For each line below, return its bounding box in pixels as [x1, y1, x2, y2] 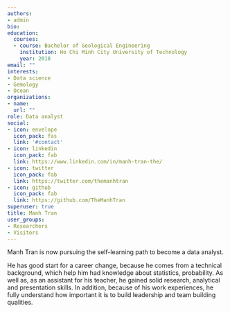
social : [7, 119, 30, 127]
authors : [7, 10, 33, 17]
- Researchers [7, 222, 48, 229]
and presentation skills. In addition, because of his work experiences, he [7, 283, 214, 292]
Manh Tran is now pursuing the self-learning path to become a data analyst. [7, 248, 224, 256]
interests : [7, 68, 39, 75]
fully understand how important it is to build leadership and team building [7, 291, 216, 299]
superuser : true [7, 204, 54, 211]
